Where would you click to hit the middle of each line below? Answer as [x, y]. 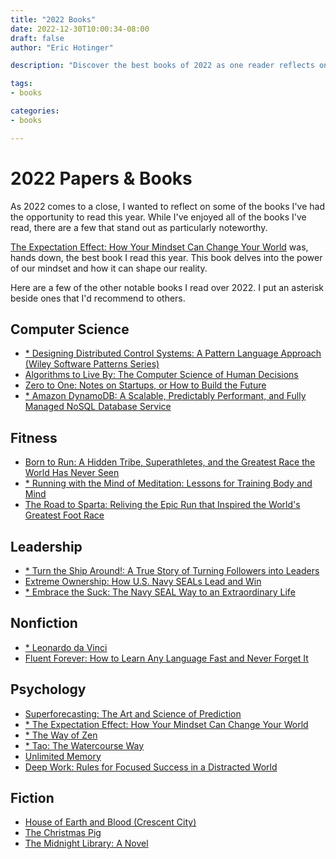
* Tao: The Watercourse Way [84, 745]
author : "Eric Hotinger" [62, 47]
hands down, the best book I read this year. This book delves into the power [166, 257]
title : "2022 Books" [53, 19]
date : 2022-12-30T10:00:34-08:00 [80, 29]
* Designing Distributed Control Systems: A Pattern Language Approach [173, 353]
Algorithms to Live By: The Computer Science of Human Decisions [161, 375]
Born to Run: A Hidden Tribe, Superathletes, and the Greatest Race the [170, 462]
